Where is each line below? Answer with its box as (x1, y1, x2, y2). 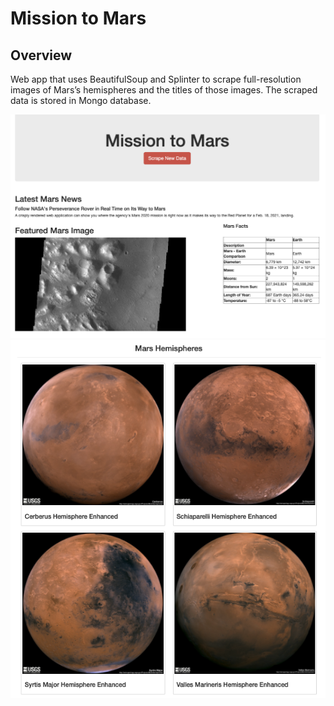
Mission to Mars (10, 7, 147, 30)
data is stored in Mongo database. (10, 95, 152, 106)
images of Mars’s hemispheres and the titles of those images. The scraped (10, 84, 318, 96)
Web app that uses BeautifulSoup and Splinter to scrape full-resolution (10, 73, 302, 85)
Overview (10, 47, 73, 64)
